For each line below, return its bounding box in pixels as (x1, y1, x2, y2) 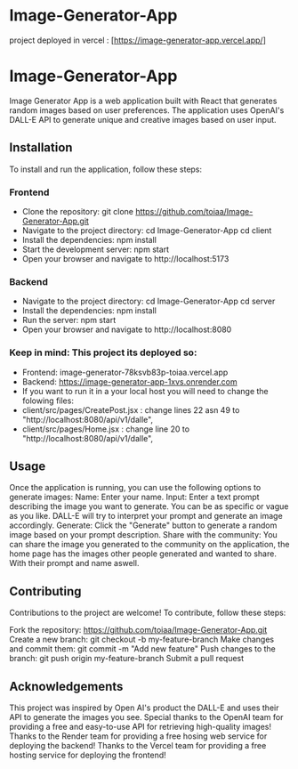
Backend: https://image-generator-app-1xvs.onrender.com (21, 376, 238, 387)
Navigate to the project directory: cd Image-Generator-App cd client (21, 224, 272, 236)
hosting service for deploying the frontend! (9, 749, 166, 761)
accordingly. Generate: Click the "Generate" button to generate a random (9, 520, 278, 530)
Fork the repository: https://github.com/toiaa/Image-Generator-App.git (9, 625, 268, 635)
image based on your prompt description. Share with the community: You (9, 530, 278, 540)
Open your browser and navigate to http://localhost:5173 (21, 253, 230, 263)
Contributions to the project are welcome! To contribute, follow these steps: (9, 607, 286, 619)
